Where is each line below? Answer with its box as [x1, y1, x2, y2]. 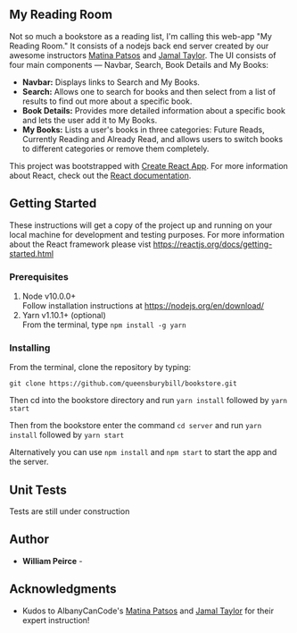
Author [9, 532, 49, 547]
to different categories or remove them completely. [21, 143, 210, 154]
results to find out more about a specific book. [21, 96, 193, 106]
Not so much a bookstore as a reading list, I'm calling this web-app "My [9, 30, 272, 41]
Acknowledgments [9, 581, 118, 597]
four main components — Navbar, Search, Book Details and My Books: [9, 59, 269, 70]
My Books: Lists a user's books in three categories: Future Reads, [21, 124, 265, 135]
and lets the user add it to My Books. [21, 114, 158, 125]
